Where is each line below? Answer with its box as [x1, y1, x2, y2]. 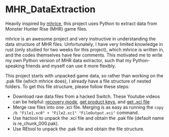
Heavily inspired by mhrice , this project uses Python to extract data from [5, 20, 157, 26]
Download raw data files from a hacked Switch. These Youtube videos [12, 93, 160, 99]
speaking [5, 63, 25, 69]
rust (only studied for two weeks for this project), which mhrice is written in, [5, 46, 164, 52]
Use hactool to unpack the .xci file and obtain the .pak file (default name [12, 115, 164, 121]
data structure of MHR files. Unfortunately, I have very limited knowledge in [5, 41, 163, 47]
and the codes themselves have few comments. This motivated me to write [5, 52, 163, 58]
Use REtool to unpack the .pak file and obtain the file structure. [12, 126, 145, 132]
